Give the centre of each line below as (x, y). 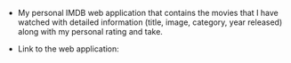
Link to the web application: (69, 49)
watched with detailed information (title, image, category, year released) (150, 22)
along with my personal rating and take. (90, 31)
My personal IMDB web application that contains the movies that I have (148, 13)
